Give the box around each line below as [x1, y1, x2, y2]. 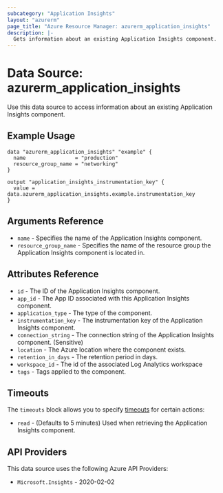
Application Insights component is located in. [17, 248, 145, 256]
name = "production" [13, 154, 118, 161]
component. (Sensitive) [17, 338, 84, 346]
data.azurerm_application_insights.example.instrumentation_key [7, 190, 195, 197]
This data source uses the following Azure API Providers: [7, 465, 169, 473]
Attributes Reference [7, 268, 99, 280]
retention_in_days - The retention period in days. [17, 352, 158, 361]
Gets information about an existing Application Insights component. [13, 36, 217, 43]
